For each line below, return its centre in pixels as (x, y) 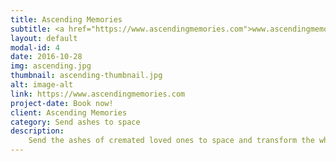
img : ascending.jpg (51, 66)
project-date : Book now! (62, 103)
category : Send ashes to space (75, 122)
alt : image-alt (42, 85)
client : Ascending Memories (69, 112)
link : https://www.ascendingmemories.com (98, 94)
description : (37, 131)
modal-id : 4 (35, 47)
